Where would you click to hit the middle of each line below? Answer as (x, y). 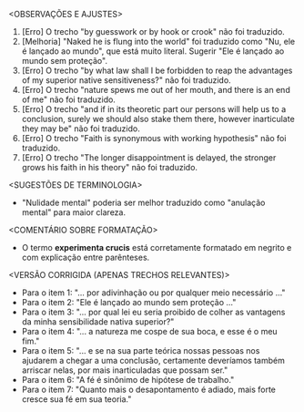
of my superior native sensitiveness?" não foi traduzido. (126, 80)
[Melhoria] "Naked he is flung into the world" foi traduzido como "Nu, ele (158, 41)
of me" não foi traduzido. (68, 99)
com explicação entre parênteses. (86, 257)
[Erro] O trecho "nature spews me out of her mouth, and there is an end (156, 90)
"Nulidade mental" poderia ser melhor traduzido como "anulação (143, 202)
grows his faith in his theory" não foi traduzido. (109, 167)
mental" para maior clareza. (74, 212)
